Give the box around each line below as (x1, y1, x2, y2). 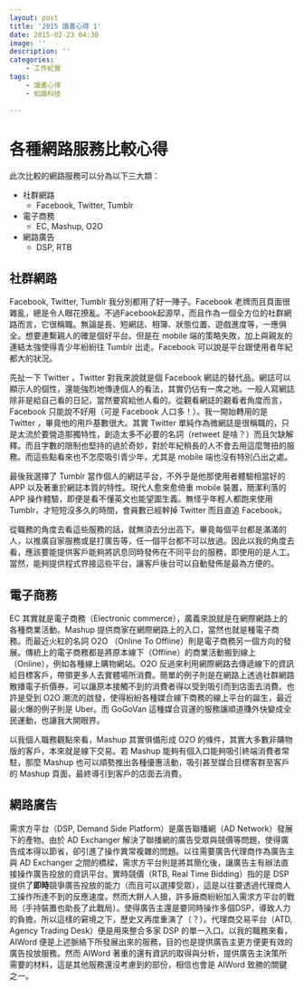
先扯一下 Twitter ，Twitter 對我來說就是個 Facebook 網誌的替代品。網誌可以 (9, 373, 291, 383)
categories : (9, 55, 54, 64)
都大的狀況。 (9, 353, 57, 364)
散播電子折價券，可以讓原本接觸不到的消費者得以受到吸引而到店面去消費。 (9, 681, 287, 692)
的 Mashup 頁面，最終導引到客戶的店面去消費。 (9, 768, 187, 780)
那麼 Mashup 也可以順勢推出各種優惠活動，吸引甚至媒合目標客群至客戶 (24, 757, 290, 768)
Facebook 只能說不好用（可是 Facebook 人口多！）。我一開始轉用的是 (9, 406, 269, 417)
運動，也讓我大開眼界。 (16, 715, 105, 726)
